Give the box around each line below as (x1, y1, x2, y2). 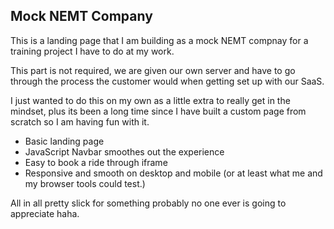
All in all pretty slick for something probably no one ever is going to (10, 197, 287, 209)
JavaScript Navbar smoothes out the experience (24, 145, 225, 158)
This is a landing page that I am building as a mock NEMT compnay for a (10, 34, 309, 46)
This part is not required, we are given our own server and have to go (10, 64, 296, 76)
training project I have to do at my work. (10, 45, 175, 57)
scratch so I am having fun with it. (10, 115, 150, 128)
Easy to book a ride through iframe (24, 156, 168, 168)
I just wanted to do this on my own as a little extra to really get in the (10, 94, 291, 106)
